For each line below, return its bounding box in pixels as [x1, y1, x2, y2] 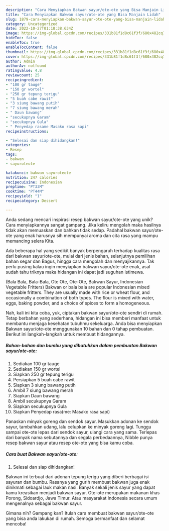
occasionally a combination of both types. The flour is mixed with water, [6, 294, 154, 300]
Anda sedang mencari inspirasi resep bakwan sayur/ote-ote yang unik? [6, 217, 153, 223]
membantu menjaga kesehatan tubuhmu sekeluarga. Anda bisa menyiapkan [6, 320, 162, 327]
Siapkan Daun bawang [13, 392, 60, 398]
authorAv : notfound [6, 63, 47, 68]
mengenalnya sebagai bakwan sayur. [6, 500, 82, 506]
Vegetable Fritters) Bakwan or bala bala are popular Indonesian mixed [6, 284, 150, 290]
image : [6, 31, 20, 36]
